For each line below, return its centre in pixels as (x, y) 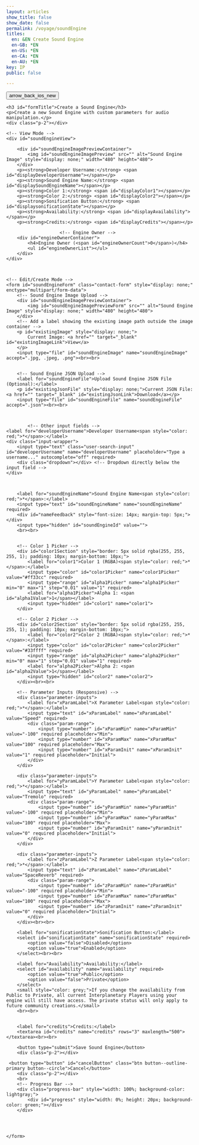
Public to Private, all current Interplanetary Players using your (92, 995)
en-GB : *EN (25, 45)
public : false (24, 73)
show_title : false (29, 17)
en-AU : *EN (25, 61)
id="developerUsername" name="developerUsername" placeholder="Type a (96, 452)
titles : (16, 34)
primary (16, 1069)
